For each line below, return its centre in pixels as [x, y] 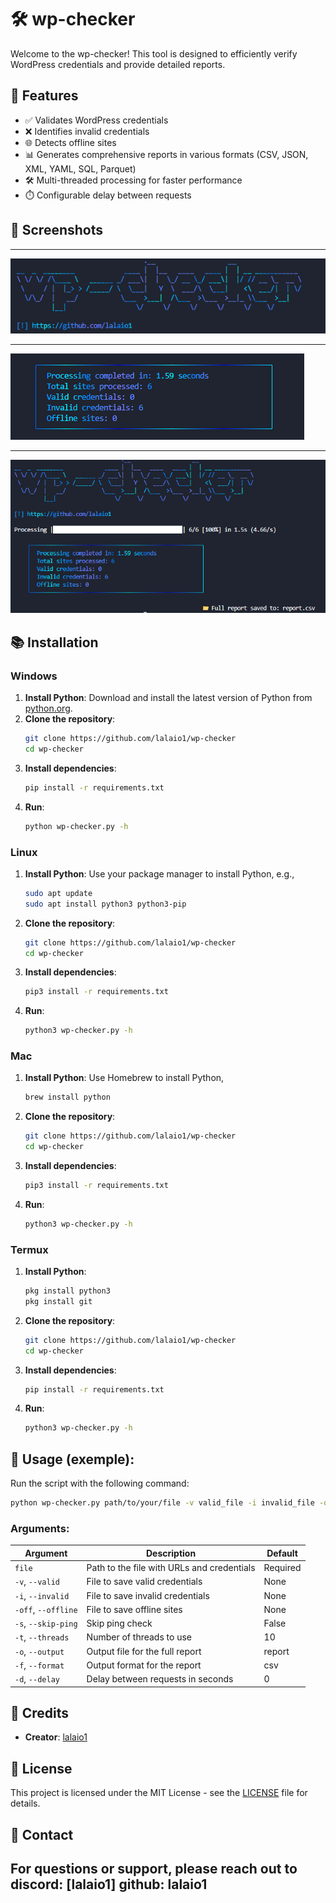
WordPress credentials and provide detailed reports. [118, 64]
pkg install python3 [67, 1291]
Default [282, 1553]
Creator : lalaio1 [56, 1737]
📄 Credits [40, 1712]
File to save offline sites [134, 1609]
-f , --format [39, 1665]
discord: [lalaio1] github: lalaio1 [109, 1884]
